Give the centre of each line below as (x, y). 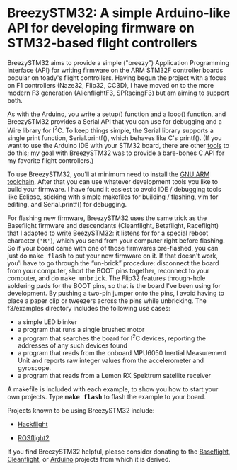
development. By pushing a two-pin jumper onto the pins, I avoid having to (116, 293)
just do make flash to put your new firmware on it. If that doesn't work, (112, 256)
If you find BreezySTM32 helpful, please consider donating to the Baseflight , (119, 452)
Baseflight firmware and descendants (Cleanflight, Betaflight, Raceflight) (113, 225)
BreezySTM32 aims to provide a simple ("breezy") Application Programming (118, 62)
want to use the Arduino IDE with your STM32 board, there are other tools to (118, 145)
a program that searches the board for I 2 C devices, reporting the (112, 338)
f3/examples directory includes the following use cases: (89, 308)
